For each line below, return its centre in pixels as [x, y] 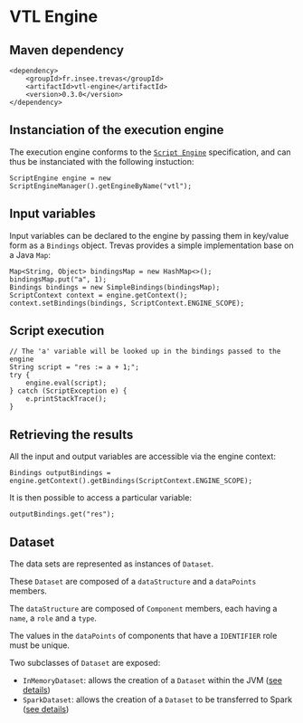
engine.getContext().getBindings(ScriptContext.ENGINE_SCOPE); [131, 481]
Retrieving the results [71, 435]
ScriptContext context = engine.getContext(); [99, 295]
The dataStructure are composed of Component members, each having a [143, 609]
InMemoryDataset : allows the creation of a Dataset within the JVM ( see [152, 680]
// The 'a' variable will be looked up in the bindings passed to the [145, 352]
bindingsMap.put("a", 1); [58, 279]
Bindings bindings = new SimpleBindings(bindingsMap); [115, 287]
